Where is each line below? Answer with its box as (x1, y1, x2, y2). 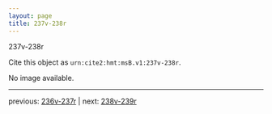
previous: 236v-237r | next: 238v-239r (8, 96, 138, 106)
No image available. (8, 73, 74, 82)
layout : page (8, 11, 53, 20)
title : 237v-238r (8, 19, 67, 27)
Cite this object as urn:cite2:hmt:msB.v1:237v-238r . (8, 57, 181, 67)
